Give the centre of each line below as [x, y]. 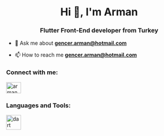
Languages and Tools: [38, 105]
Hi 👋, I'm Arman [99, 12]
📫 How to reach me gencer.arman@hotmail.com [76, 55]
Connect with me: [32, 72]
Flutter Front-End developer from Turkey [99, 31]
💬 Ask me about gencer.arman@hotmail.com [70, 43]
